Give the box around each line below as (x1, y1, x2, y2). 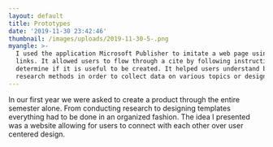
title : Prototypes (8, 19, 71, 28)
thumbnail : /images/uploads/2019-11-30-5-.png (8, 34, 169, 43)
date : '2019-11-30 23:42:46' (8, 27, 107, 35)
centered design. (8, 129, 66, 139)
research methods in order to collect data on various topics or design (15, 72, 267, 80)
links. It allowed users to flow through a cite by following (15, 58, 231, 66)
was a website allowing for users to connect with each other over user (8, 120, 244, 130)
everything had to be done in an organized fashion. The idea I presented (8, 111, 250, 122)
